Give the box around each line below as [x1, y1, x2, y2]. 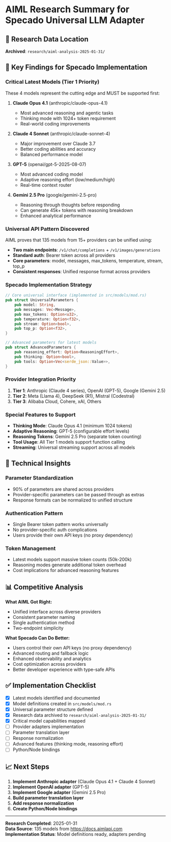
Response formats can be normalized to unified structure [12, 497, 133, 503]
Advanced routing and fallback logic [12, 650, 89, 657]
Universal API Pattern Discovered [5, 225, 90, 232]
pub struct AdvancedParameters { [5, 345, 76, 350]
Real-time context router [20, 182, 72, 188]
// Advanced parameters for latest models [5, 340, 97, 345]
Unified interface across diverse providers [12, 609, 101, 615]
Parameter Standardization [5, 474, 74, 482]
